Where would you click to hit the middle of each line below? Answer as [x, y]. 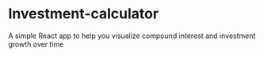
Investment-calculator [84, 14]
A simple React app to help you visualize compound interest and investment [132, 36]
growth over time [36, 44]
